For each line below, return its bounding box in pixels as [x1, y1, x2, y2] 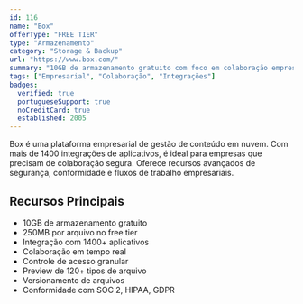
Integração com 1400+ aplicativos [22, 236, 150, 247]
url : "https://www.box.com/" [9, 55, 119, 64]
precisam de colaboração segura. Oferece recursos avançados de [9, 158, 256, 169]
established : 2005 [17, 114, 87, 123]
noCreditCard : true [17, 106, 91, 115]
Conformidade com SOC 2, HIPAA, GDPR [22, 284, 176, 295]
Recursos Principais [9, 193, 124, 208]
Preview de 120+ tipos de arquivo [22, 265, 147, 276]
